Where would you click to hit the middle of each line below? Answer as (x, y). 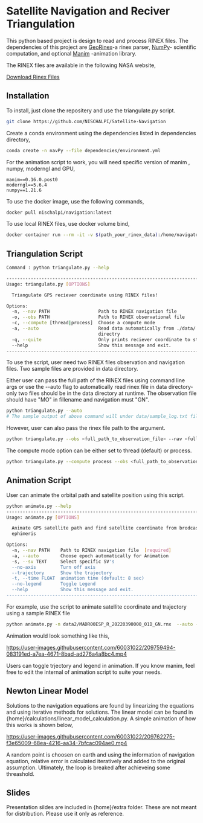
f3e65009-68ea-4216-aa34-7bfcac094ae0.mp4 (67, 743)
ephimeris (24, 534)
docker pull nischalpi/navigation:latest (59, 213)
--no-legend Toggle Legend (54, 584)
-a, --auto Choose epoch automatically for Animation (90, 556)
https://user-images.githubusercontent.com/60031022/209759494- (91, 647)
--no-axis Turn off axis (54, 567)
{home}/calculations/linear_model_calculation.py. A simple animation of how (101, 718)
